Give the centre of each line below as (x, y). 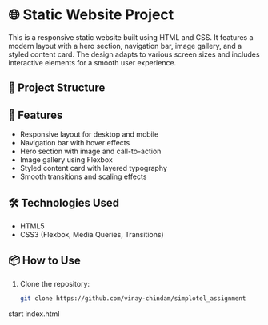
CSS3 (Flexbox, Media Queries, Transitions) (92, 234)
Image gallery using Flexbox (66, 160)
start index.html (34, 314)
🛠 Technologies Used (64, 202)
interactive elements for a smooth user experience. (92, 62)
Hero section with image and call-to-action (90, 151)
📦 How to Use (45, 261)
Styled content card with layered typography (94, 168)
